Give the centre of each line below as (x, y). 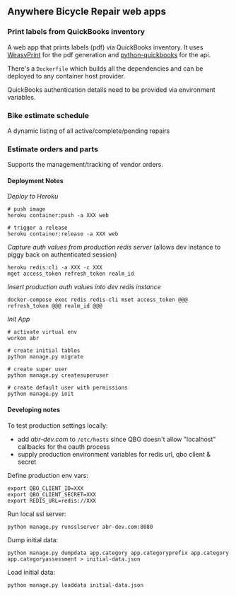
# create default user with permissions (68, 388)
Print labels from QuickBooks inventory (76, 32)
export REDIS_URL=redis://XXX (52, 501)
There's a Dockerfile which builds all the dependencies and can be (105, 68)
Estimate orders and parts (53, 149)
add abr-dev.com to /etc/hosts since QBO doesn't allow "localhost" (117, 439)
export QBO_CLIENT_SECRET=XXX (52, 494)
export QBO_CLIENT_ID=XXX (45, 488)
